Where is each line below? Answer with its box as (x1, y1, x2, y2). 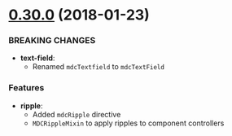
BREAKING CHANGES (8, 35, 96, 46)
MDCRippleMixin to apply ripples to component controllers (32, 118, 225, 128)
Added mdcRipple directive (32, 109, 121, 119)
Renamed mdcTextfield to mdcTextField (32, 62, 165, 72)
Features (8, 82, 45, 94)
